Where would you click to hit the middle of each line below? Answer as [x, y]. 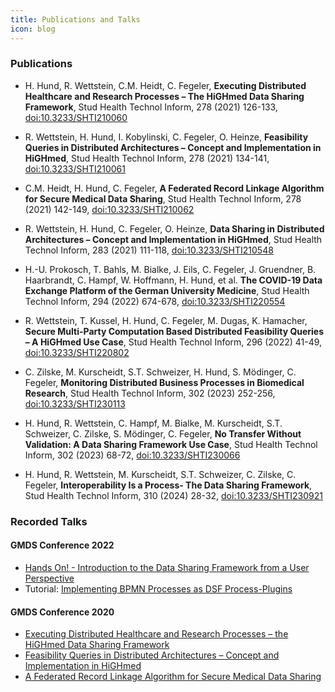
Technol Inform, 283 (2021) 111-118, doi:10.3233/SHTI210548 [149, 250]
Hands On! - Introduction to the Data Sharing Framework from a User [167, 567]
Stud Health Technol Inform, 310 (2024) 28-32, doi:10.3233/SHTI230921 [173, 495]
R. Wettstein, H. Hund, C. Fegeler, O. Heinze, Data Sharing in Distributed [174, 228]
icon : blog [33, 29]
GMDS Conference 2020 [62, 612]
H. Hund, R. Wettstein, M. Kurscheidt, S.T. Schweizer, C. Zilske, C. [160, 474]
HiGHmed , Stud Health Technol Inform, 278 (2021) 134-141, [147, 158]
